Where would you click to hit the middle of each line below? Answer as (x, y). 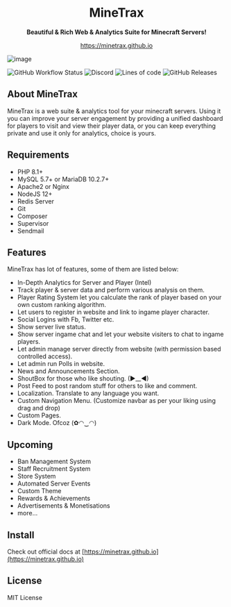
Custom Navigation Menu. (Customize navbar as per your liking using (117, 401)
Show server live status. (52, 327)
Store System (36, 476)
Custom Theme (39, 491)
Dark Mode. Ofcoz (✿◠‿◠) (57, 423)
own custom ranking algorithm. (61, 305)
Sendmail (31, 231)
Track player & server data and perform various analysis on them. (111, 290)
